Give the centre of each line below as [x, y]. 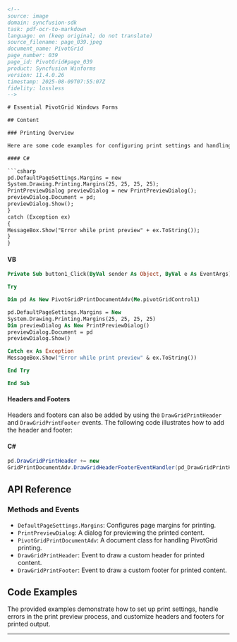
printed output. [29, 624]
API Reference [39, 490]
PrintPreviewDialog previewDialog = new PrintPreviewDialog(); [102, 191]
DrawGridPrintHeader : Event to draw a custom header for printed [111, 555]
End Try [19, 371]
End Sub [19, 383]
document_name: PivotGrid [45, 49]
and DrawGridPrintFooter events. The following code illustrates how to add [116, 423]
